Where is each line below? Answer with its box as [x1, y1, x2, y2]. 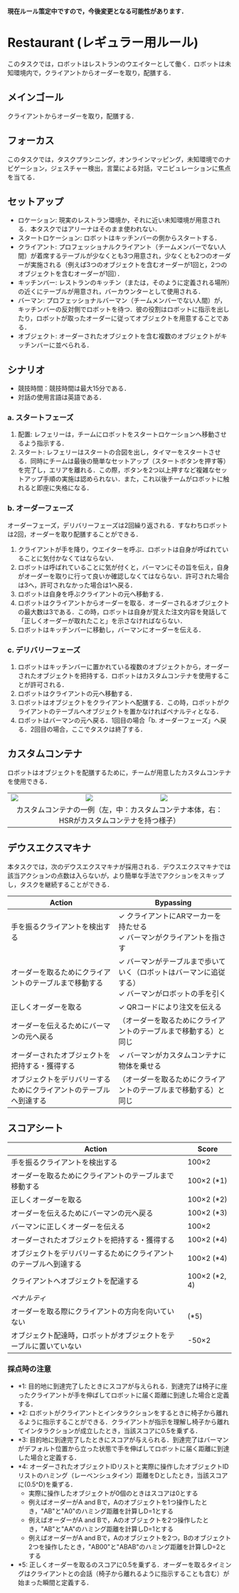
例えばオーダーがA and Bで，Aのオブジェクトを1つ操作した [28, 1497, 201, 1506]
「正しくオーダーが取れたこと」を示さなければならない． [17, 616, 186, 625]
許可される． [30, 680, 68, 689]
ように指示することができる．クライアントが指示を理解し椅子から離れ [23, 1417, 230, 1426]
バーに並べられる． [36, 341, 93, 349]
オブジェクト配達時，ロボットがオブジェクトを [11, 1330, 169, 1340]
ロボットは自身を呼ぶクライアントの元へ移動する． [17, 589, 168, 598]
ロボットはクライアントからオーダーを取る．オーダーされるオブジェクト [17, 598, 230, 607]
